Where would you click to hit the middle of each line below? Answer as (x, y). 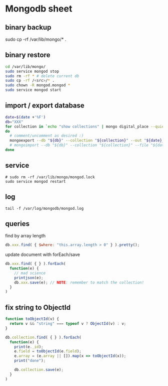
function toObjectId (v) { (32, 319)
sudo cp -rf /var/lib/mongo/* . (36, 39)
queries (17, 224)
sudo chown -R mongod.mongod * (38, 85)
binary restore (28, 55)
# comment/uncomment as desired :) (47, 136)
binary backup (28, 27)
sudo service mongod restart (35, 181)
